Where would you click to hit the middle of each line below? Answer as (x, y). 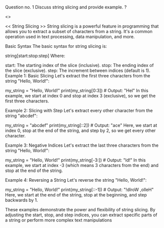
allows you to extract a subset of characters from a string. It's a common (79, 31)
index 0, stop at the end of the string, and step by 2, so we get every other (81, 130)
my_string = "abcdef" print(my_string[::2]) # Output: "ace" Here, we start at (81, 125)
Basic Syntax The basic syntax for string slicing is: (56, 46)
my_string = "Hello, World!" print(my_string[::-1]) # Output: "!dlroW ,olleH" (80, 190)
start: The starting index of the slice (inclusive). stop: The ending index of (80, 65)
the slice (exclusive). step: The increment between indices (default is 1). (78, 70)
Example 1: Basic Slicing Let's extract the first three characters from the (78, 76)
